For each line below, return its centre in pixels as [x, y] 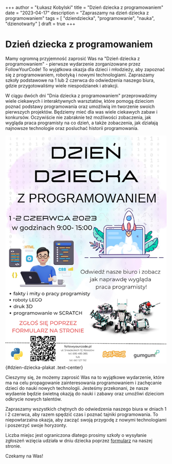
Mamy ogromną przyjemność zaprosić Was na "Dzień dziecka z [73, 58]
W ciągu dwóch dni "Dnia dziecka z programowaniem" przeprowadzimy [81, 95]
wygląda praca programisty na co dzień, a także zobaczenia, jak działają [82, 123]
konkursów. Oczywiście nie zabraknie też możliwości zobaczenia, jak [78, 117]
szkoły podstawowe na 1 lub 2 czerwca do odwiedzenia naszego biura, [80, 80]
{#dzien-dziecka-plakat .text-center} [44, 367]
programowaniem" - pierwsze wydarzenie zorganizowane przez [73, 64]
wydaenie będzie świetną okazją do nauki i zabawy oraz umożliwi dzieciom [85, 393]
